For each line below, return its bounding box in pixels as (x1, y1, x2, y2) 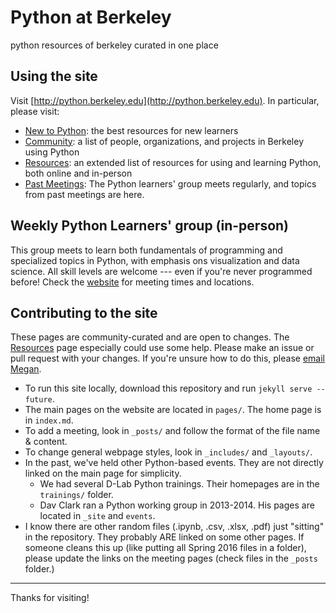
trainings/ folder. (39, 489, 114, 501)
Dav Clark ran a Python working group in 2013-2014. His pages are (39, 499, 315, 511)
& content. (24, 436, 68, 448)
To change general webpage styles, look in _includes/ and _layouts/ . (24, 446, 313, 458)
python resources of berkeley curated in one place (10, 39, 219, 51)
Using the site (10, 68, 98, 85)
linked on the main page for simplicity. (24, 467, 182, 480)
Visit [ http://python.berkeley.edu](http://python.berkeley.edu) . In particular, (10, 94, 320, 106)
